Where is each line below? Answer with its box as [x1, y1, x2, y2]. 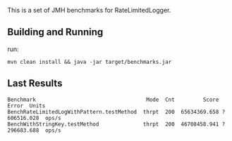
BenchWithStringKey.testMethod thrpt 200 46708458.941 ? [7, 121, 226, 128]
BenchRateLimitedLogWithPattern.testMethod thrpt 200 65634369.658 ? [7, 108, 226, 115]
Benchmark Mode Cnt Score [7, 96, 219, 103]
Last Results [7, 77, 63, 90]
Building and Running [7, 26, 104, 38]
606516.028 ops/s [7, 114, 61, 121]
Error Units [7, 102, 46, 109]
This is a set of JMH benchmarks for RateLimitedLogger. [7, 6, 171, 14]
